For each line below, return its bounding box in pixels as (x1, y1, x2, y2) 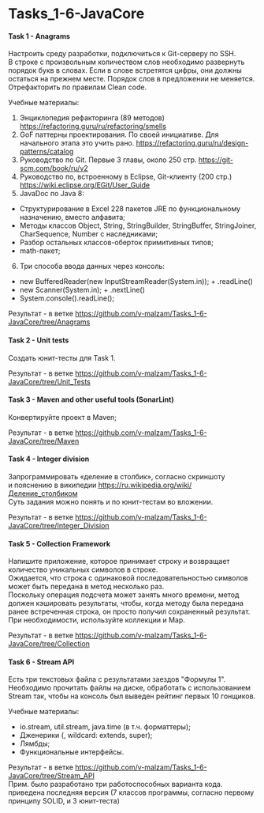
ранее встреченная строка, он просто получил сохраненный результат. (8, 607, 251, 617)
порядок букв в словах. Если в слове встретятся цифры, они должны (8, 66, 242, 75)
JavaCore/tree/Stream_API (8, 771, 95, 781)
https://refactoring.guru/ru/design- (136, 138, 249, 148)
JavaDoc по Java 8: (19, 189, 85, 199)
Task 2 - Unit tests (8, 335, 69, 345)
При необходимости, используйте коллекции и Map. (8, 615, 185, 625)
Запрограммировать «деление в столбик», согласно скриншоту (8, 472, 226, 481)
